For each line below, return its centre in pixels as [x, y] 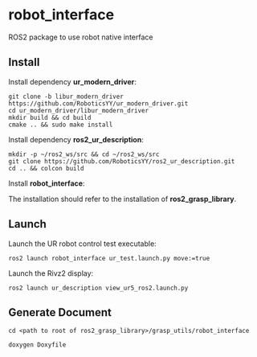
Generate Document [60, 312]
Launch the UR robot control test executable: [82, 244]
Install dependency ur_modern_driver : [72, 81]
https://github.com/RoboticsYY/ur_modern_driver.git [98, 103]
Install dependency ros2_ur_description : [76, 139]
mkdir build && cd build [50, 117]
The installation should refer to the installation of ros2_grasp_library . [122, 199]
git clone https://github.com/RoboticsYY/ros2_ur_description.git [122, 161]
